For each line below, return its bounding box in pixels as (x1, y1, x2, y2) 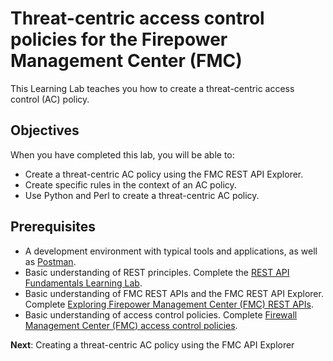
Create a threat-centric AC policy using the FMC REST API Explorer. (24, 168, 304, 180)
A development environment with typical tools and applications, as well (24, 245, 318, 257)
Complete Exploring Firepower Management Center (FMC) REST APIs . (24, 298, 314, 310)
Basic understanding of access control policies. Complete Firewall (24, 308, 298, 321)
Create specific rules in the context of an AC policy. (24, 178, 237, 191)
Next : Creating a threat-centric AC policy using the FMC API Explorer (10, 338, 295, 351)
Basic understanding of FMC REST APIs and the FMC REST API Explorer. (24, 287, 324, 299)
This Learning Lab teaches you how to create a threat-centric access (10, 82, 295, 94)
